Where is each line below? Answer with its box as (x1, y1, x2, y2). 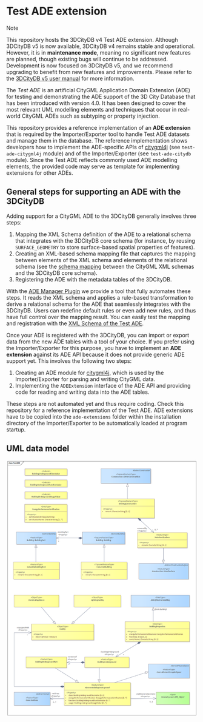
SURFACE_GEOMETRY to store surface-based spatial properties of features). (15, 243, 195, 251)
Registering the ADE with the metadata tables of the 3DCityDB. (15, 275, 172, 283)
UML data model (6, 444, 70, 454)
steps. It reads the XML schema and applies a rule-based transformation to (6, 294, 194, 301)
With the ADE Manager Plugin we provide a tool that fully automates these (6, 287, 191, 295)
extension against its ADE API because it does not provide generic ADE (6, 351, 185, 358)
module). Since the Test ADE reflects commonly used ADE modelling (6, 156, 178, 163)
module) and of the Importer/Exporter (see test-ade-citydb (43, 150, 191, 157)
